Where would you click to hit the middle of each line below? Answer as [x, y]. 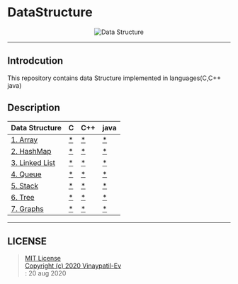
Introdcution [35, 61]
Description [34, 108]
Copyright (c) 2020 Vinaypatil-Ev [73, 266]
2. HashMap [31, 151]
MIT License [43, 259]
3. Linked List [33, 162]
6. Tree [23, 197]
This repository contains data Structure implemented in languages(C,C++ [114, 78]
